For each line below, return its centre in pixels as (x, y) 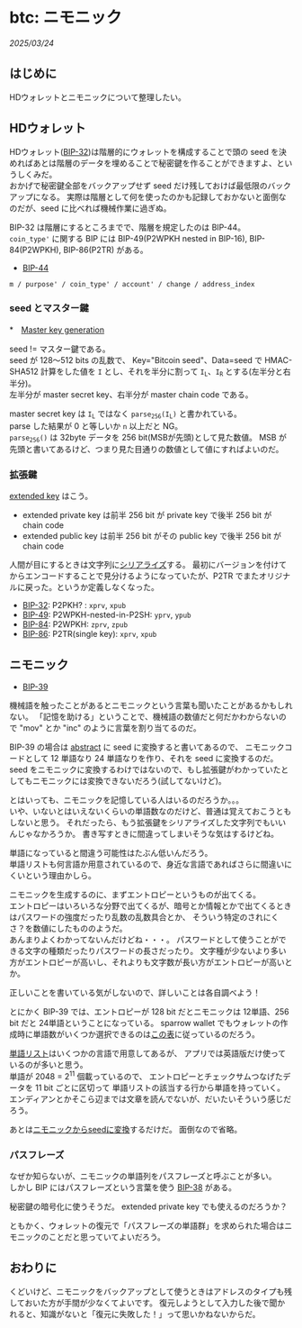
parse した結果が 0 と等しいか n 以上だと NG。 (96, 426)
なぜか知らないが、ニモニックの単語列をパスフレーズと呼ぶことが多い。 (143, 1177)
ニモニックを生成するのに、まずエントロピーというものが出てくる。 (135, 895)
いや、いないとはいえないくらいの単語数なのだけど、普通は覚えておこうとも (151, 812)
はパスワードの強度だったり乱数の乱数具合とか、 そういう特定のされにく (144, 917)
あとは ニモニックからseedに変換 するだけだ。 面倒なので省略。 (126, 1129)
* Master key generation (57, 330)
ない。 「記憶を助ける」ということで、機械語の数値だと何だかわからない (144, 717)
